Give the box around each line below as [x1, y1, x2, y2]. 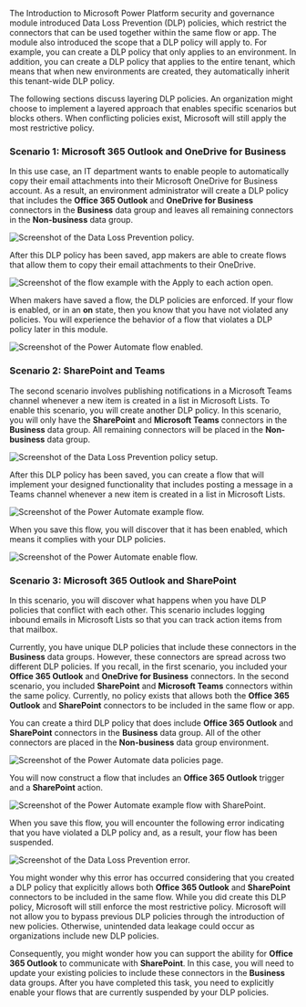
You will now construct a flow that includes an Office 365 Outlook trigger [9, 771, 285, 783]
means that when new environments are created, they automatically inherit [9, 66, 290, 77]
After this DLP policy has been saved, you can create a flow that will [9, 469, 264, 480]
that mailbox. [9, 624, 58, 635]
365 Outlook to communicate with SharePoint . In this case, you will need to [9, 958, 294, 969]
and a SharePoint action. [9, 781, 103, 792]
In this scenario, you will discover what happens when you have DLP [9, 594, 267, 605]
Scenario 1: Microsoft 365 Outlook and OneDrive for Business [9, 145, 287, 158]
